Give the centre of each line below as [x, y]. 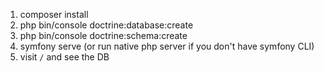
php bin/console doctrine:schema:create [103, 35]
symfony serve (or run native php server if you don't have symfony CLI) [167, 46]
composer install [54, 14]
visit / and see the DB [64, 57]
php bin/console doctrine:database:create [106, 25]
